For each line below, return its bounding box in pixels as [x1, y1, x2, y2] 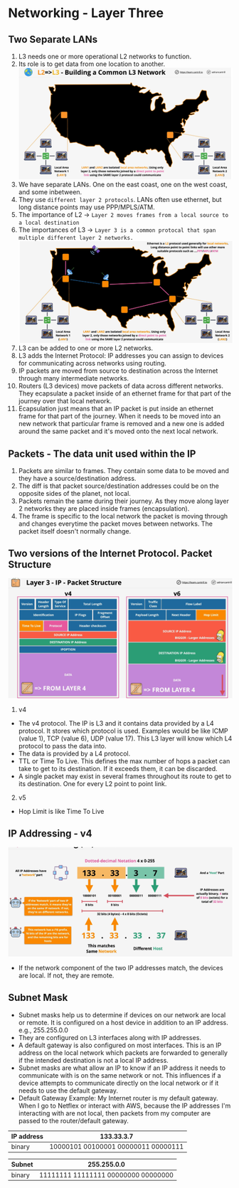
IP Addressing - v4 [8, 827, 92, 840]
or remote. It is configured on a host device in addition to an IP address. [18, 1018, 228, 1027]
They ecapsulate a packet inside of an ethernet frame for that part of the [18, 389, 232, 398]
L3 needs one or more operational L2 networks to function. [18, 52, 191, 60]
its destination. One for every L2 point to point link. [18, 779, 167, 787]
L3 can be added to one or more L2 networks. [18, 344, 154, 353]
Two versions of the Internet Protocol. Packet [8, 548, 213, 560]
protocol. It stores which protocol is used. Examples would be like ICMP [18, 726, 228, 735]
